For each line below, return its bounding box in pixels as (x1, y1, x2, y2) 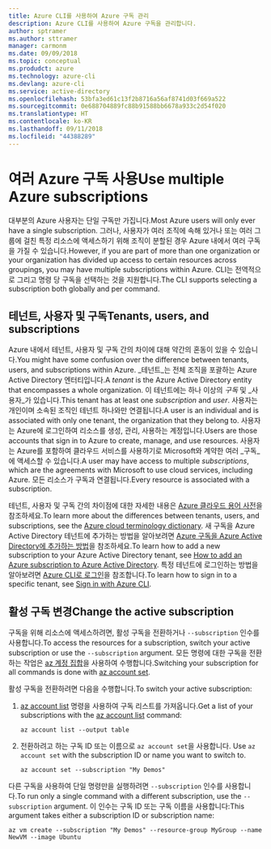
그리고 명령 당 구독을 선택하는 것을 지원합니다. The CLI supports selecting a (16, 275, 257, 284)
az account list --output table (19, 726, 129, 734)
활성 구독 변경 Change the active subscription (8, 604, 235, 618)
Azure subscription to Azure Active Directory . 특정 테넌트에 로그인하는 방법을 (8, 560, 259, 570)
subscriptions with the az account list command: (19, 710, 182, 720)
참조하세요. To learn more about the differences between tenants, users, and (8, 511, 260, 521)
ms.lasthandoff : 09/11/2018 (8, 125, 104, 133)
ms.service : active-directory (8, 87, 111, 96)
